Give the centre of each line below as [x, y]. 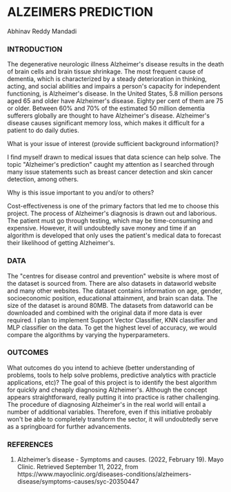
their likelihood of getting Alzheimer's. [61, 243]
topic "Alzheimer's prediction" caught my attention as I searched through [111, 165]
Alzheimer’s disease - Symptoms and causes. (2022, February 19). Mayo [120, 459]
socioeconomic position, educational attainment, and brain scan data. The [112, 298]
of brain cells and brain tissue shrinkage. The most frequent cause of [105, 72]
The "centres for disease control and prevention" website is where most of [113, 276]
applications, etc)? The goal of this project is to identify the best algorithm [112, 382]
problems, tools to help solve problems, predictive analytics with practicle [112, 375]
